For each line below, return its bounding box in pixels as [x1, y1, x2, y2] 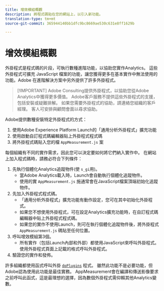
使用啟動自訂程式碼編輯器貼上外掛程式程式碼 [12, 133, 103, 139]
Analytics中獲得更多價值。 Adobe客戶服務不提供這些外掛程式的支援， [17, 94, 158, 100]
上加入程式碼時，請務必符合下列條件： [5, 156, 82, 162]
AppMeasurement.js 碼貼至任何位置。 [19, 228, 93, 234]
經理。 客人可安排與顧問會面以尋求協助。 [17, 106, 100, 112]
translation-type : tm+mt [5, 16, 56, 21]
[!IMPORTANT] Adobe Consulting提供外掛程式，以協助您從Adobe [17, 88, 149, 94]
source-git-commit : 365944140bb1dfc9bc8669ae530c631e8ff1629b [5, 21, 135, 26]
